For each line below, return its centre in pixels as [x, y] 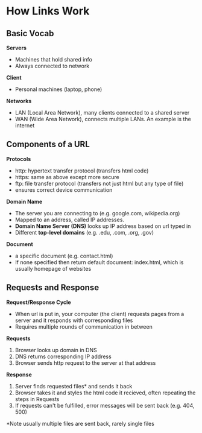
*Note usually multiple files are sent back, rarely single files [80, 423]
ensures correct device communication [64, 190]
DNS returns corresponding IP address [63, 356]
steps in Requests [37, 399]
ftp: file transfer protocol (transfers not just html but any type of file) [99, 183]
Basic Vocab [30, 33]
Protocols [19, 159]
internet [25, 125]
